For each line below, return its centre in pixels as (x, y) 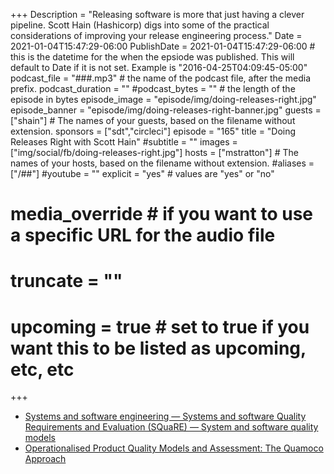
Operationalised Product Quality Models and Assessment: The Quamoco (174, 448)
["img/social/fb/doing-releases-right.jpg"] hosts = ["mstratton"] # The (154, 152)
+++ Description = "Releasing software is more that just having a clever (157, 14)
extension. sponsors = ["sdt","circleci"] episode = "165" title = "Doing (153, 131)
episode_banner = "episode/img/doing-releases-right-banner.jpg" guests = (166, 110)
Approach (45, 459)
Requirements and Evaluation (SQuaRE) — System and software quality (171, 427)
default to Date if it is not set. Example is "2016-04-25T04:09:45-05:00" (159, 67)
